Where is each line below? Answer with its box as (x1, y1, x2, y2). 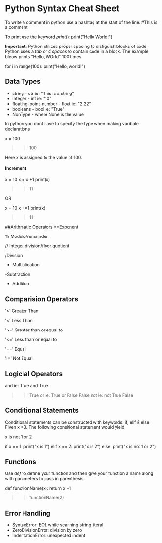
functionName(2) (29, 495, 64, 501)
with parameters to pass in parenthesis (5, 476, 84, 482)
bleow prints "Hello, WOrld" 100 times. (5, 53, 83, 59)
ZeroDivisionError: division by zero (12, 527, 82, 533)
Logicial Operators (5, 370, 63, 378)
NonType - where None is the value (12, 111, 84, 117)
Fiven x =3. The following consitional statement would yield (5, 425, 125, 430)
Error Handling (5, 509, 50, 517)
